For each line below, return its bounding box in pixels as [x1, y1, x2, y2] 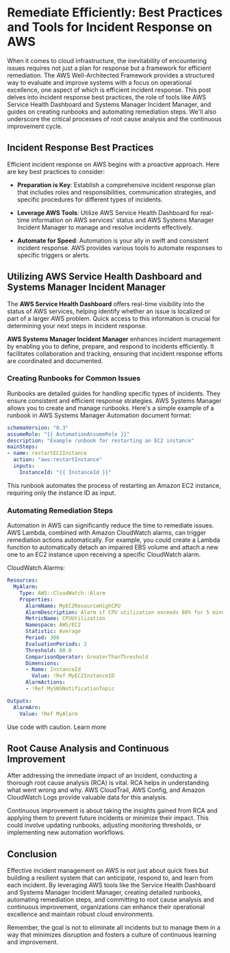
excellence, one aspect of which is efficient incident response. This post [7, 86, 212, 94]
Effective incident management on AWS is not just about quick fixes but [7, 867, 209, 875]
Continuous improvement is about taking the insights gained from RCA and [7, 806, 218, 815]
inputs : [13, 462, 36, 470]
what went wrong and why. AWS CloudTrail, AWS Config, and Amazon [7, 786, 205, 794]
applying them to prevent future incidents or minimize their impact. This [7, 814, 209, 822]
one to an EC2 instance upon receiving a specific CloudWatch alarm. [7, 550, 201, 559]
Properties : [19, 596, 53, 603]
